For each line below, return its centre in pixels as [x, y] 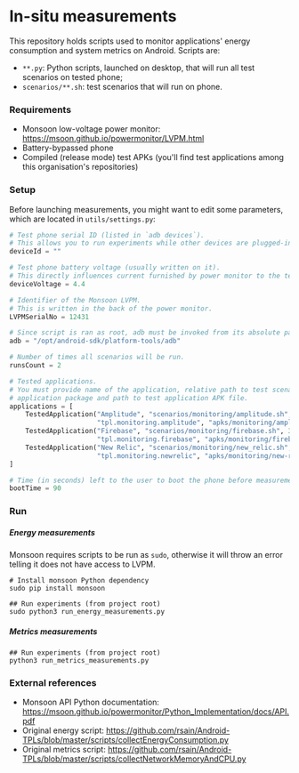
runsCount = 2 [36, 366]
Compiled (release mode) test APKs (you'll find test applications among [153, 157]
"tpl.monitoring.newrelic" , [149, 455]
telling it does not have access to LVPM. [82, 564]
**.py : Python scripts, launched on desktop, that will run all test [138, 68]
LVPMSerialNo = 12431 [49, 317]
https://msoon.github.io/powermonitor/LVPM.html [113, 139]
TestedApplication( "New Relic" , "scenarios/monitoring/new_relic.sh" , [159, 447]
